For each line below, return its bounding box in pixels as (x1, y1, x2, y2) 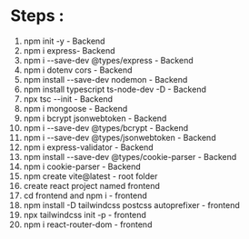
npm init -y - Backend (23, 35, 105, 46)
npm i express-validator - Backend (23, 142, 154, 153)
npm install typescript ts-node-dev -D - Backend (23, 84, 207, 95)
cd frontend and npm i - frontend (23, 190, 148, 201)
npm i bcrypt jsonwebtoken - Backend (23, 113, 167, 124)
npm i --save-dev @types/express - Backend (23, 55, 194, 65)
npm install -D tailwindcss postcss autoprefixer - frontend (23, 199, 240, 210)
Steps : (10, 5, 65, 26)
